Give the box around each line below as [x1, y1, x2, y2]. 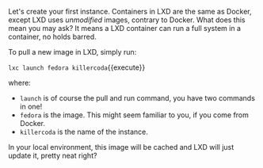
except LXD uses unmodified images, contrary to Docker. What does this [8, 15, 246, 25]
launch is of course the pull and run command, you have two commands [19, 94, 256, 102]
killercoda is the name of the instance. [19, 127, 148, 136]
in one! [19, 102, 43, 111]
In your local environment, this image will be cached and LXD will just [8, 143, 234, 151]
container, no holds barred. [8, 32, 97, 41]
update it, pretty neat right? [8, 151, 97, 160]
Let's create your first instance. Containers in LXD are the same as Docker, [8, 7, 252, 16]
